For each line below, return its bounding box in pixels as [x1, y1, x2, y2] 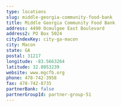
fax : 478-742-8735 [6, 81, 52, 87]
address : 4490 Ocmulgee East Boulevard [6, 25, 105, 32]
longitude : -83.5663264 [6, 58, 65, 64]
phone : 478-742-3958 [6, 75, 58, 81]
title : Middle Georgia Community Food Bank [6, 20, 116, 26]
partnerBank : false [6, 86, 55, 92]
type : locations [6, 8, 46, 15]
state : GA [6, 48, 31, 53]
